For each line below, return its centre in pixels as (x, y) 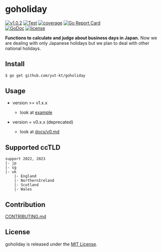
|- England (25, 176)
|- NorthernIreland (34, 181)
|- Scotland (26, 185)
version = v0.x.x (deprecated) (43, 122)
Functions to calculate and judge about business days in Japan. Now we (81, 38)
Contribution (25, 205)
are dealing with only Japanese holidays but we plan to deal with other (77, 43)
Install (15, 64)
